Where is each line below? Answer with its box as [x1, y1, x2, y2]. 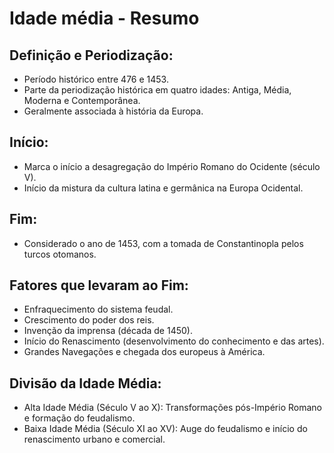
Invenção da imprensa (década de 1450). [23, 325, 193, 337]
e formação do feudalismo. [23, 412, 136, 424]
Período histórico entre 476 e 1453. [23, 73, 169, 85]
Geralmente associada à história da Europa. [23, 105, 204, 117]
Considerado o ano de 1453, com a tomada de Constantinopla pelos [23, 237, 304, 249]
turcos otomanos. [23, 248, 97, 260]
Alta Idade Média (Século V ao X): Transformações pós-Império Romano [23, 402, 322, 414]
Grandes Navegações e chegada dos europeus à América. [23, 346, 266, 358]
